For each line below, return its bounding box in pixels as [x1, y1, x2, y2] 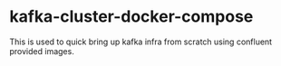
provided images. [9, 45, 74, 56]
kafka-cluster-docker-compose [9, 6, 254, 27]
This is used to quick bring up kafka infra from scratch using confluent [9, 36, 273, 47]
